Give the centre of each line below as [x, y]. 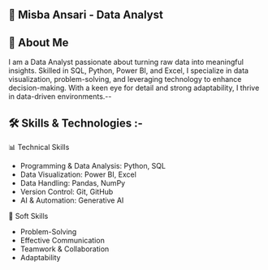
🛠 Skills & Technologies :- [76, 123]
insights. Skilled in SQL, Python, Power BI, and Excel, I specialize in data [129, 71]
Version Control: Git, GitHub [67, 192]
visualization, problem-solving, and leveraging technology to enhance [125, 79]
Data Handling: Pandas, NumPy [73, 183]
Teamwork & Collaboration [65, 249]
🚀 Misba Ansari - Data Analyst [86, 15]
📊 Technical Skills [39, 148]
